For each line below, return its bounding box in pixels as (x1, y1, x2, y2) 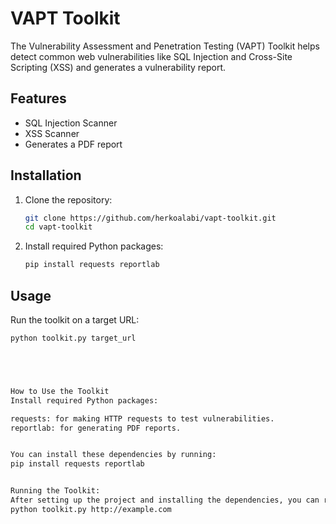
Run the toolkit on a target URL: (10, 314, 140, 326)
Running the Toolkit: (10, 486, 101, 496)
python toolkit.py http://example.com (10, 504, 172, 514)
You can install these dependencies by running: (10, 450, 217, 460)
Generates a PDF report (24, 138, 123, 150)
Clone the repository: (24, 193, 113, 206)
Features (10, 90, 67, 107)
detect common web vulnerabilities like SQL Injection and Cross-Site (10, 50, 293, 62)
